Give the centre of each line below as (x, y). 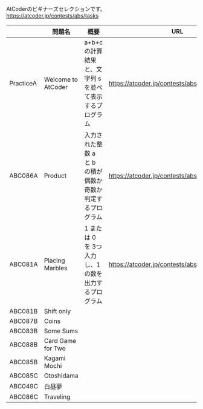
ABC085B (24, 362)
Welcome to (61, 79)
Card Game (60, 341)
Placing (55, 261)
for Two (55, 348)
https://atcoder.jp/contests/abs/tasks (52, 16)
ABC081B (24, 311)
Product (56, 176)
